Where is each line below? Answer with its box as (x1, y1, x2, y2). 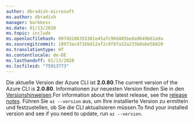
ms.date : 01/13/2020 (6, 25, 57, 31)
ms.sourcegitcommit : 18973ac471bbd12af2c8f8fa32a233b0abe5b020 (6, 42, 164, 47)
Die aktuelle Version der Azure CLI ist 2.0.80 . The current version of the (6, 79, 178, 86)
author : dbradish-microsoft (6, 8, 75, 15)
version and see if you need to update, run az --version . (6, 110, 143, 117)
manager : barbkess (6, 19, 51, 25)
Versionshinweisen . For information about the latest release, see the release (6, 91, 188, 98)
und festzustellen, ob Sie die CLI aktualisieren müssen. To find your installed (6, 104, 188, 111)
